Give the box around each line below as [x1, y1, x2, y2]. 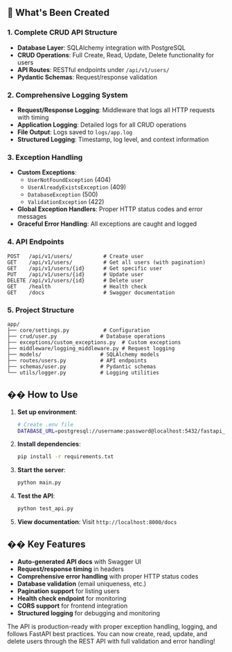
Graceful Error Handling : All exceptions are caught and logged [17, 219, 197, 228]
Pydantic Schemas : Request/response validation [17, 73, 158, 81]
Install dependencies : [17, 440, 81, 449]
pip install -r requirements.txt [17, 453, 114, 460]
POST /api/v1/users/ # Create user [7, 253, 144, 260]
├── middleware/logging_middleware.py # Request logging [7, 345, 175, 352]
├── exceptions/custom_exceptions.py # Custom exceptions [7, 338, 181, 346]
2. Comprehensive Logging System [7, 90, 128, 100]
